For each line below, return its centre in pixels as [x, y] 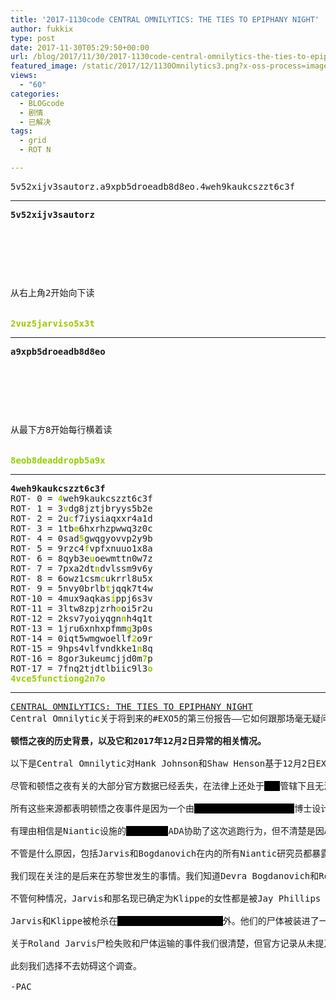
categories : [35, 94]
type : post [33, 38]
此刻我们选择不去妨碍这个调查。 [76, 965]
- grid [33, 141]
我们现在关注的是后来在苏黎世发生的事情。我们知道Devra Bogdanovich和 [165, 875]
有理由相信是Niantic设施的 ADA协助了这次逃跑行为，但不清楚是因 [167, 830]
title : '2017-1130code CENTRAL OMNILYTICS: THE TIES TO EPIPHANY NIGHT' [165, 19]
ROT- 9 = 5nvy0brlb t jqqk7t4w [81, 588]
